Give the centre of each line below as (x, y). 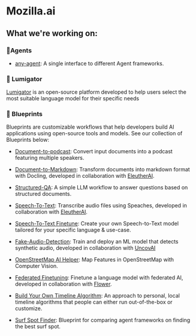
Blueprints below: (28, 140)
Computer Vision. (36, 266)
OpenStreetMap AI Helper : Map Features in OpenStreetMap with (94, 260)
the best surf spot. (38, 326)
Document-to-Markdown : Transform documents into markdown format (102, 170)
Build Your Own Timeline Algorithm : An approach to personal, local (97, 296)
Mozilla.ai (31, 11)
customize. (28, 308)
